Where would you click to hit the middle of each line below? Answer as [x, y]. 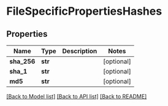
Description [80, 51]
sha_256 [22, 61]
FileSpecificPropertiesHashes [84, 11]
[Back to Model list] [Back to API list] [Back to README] [77, 97]
